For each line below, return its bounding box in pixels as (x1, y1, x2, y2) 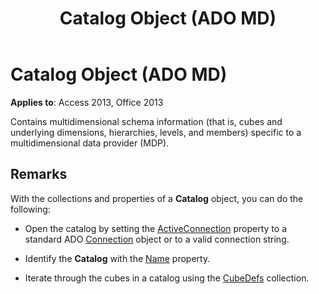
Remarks (10, 166, 68, 183)
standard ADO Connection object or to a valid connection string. (24, 233, 290, 245)
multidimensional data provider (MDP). (10, 137, 170, 149)
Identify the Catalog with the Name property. (24, 252, 211, 264)
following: (10, 203, 51, 215)
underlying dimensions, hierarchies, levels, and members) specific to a (10, 126, 302, 138)
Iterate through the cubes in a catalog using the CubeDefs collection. (24, 272, 310, 284)
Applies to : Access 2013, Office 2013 (10, 96, 164, 108)
